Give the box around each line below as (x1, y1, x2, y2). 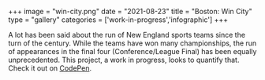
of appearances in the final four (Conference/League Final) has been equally (8, 47, 257, 56)
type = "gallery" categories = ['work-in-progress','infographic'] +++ (8, 15, 229, 24)
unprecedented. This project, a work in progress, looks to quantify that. (8, 55, 240, 64)
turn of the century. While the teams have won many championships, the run (8, 38, 257, 48)
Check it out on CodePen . (8, 64, 92, 73)
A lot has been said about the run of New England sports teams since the (8, 31, 246, 39)
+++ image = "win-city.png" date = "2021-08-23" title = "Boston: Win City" (8, 7, 252, 16)
